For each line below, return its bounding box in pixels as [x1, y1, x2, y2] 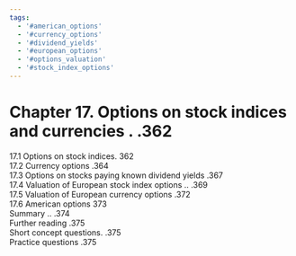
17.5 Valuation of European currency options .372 [9, 189, 191, 199]
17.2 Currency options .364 [9, 160, 110, 171]
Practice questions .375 [9, 236, 97, 247]
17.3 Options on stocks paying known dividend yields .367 [9, 170, 223, 181]
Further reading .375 [9, 217, 85, 228]
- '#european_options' [17, 47, 103, 56]
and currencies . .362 [9, 121, 173, 142]
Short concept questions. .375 [9, 226, 121, 238]
